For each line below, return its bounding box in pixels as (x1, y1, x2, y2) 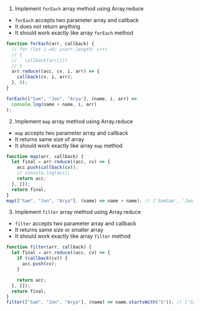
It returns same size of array (14, 135, 85, 142)
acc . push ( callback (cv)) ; (17, 164, 79, 170)
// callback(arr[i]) (11, 57, 68, 63)
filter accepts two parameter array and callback (14, 220, 137, 227)
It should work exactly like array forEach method (14, 29, 134, 36)
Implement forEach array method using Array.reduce (14, 5, 144, 12)
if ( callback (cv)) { (17, 256, 68, 262)
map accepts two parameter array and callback (14, 129, 129, 136)
